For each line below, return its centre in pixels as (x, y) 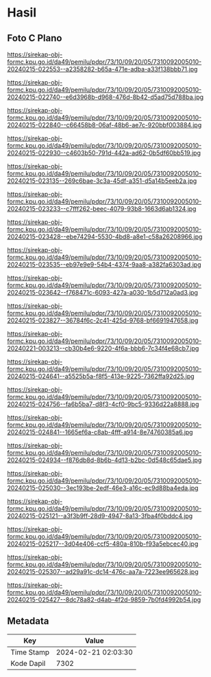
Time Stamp (30, 652)
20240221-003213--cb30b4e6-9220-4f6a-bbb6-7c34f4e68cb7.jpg (103, 348)
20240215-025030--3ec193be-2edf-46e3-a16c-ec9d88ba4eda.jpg (103, 488)
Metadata (28, 621)
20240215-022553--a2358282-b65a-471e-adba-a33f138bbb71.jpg (102, 69)
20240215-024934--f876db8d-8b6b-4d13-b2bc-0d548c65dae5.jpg (104, 460)
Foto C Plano (35, 38)
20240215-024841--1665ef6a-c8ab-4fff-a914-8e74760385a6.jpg (100, 432)
